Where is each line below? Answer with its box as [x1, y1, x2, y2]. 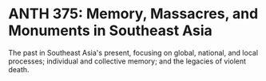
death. [8, 64, 30, 74]
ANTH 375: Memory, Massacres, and [8, 5, 259, 23]
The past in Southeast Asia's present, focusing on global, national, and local [8, 48, 258, 57]
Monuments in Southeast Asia [8, 21, 213, 40]
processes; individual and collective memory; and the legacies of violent [8, 56, 246, 66]
